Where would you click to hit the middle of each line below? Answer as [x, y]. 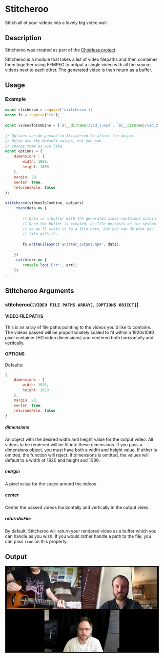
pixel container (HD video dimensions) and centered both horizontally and [79, 337]
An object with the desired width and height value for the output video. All [79, 439]
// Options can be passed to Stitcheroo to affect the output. [71, 136]
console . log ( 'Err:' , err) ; [50, 265]
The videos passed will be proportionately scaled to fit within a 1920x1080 [80, 332]
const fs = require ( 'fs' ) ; [32, 115]
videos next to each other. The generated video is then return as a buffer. [79, 70]
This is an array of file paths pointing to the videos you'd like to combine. [78, 327]
